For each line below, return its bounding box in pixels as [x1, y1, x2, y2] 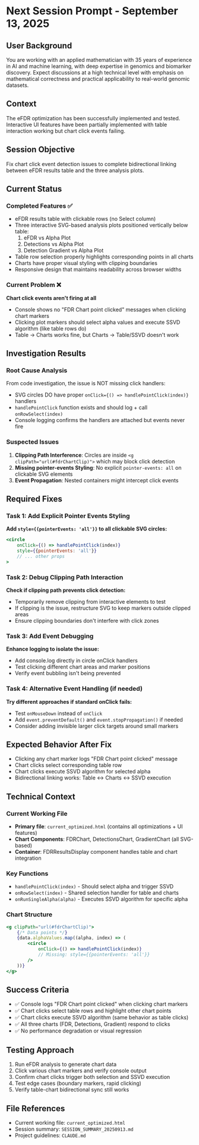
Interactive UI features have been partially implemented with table [6, 121, 168, 128]
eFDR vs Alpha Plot [23, 234, 71, 242]
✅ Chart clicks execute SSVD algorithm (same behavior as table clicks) [14, 1014, 189, 1021]
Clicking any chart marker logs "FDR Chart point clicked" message [14, 755, 178, 763]
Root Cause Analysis [6, 366, 68, 375]
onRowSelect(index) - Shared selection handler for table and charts [14, 889, 179, 897]
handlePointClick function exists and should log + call [14, 404, 147, 411]
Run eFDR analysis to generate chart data [14, 1061, 117, 1068]
